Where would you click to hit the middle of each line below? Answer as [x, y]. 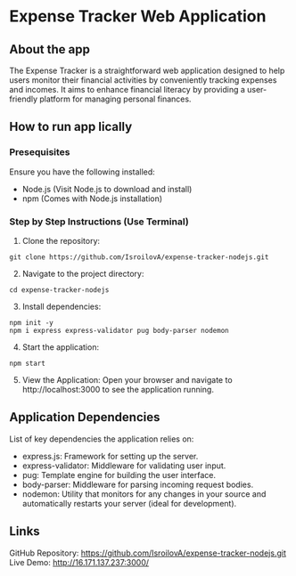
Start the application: [61, 347]
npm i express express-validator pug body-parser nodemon [119, 330]
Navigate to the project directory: [83, 273]
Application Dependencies [85, 417]
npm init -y [31, 322]
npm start [28, 363]
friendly [24, 99]
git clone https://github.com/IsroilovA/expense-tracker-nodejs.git [139, 257]
